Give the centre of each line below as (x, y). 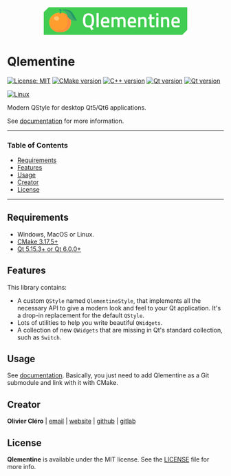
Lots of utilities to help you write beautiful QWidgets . (90, 322)
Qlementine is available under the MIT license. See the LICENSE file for (108, 459)
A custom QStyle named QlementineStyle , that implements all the (109, 300)
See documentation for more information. (66, 121)
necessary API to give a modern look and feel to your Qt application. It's (119, 308)
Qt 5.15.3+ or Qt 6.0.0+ (49, 249)
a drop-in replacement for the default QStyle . (80, 315)
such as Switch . (39, 337)
